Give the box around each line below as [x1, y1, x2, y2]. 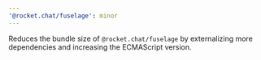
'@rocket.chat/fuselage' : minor [8, 11, 118, 20]
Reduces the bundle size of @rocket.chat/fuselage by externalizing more [8, 34, 254, 43]
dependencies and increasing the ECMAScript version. [8, 42, 192, 52]
